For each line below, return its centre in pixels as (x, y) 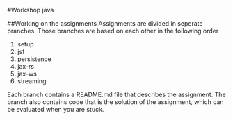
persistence (34, 59)
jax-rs (26, 66)
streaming (32, 81)
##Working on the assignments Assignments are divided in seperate (105, 23)
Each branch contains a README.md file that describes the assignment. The (116, 94)
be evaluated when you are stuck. (56, 109)
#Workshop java (31, 10)
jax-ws (27, 74)
